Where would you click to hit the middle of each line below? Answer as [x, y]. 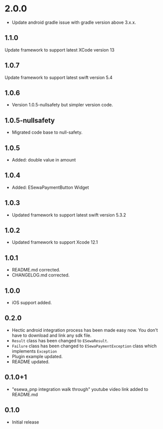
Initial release [25, 422]
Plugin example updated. [37, 356]
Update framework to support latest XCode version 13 [60, 50]
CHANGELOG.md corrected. [41, 275]
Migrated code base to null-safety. [47, 132]
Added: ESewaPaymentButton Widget [50, 187]
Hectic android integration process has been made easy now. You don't [85, 330]
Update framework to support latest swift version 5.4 [58, 77]
